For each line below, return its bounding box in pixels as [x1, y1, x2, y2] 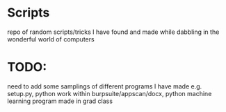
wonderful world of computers [7, 35, 95, 43]
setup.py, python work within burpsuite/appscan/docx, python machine [7, 89, 212, 97]
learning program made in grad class [7, 97, 113, 105]
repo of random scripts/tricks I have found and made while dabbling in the [7, 28, 220, 36]
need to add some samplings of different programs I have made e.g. [7, 82, 202, 91]
